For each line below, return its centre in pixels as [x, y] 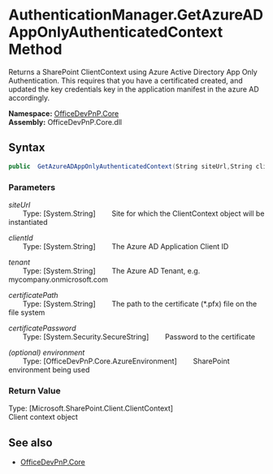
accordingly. [29, 97]
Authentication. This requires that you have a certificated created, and [126, 80]
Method [35, 50]
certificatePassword [42, 328]
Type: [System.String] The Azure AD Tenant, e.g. [112, 270]
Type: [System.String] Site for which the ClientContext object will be [144, 213]
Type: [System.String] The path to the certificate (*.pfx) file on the [140, 304]
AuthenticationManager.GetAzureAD [136, 15]
